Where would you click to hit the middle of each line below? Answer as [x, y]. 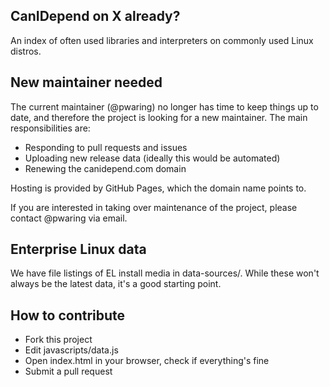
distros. [26, 51]
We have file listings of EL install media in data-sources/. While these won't [165, 273]
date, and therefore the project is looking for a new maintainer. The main [159, 117]
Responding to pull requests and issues [106, 147]
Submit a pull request [68, 371]
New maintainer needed [86, 82]
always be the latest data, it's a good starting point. [116, 284]
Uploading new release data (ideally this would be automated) [152, 158]
